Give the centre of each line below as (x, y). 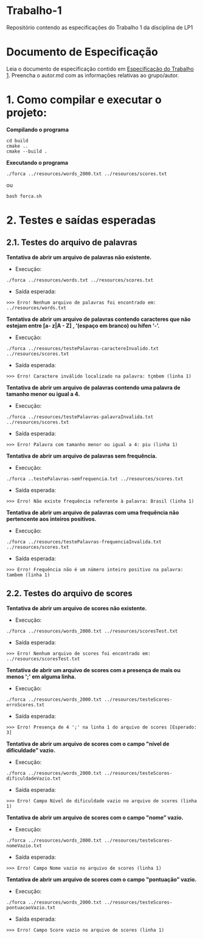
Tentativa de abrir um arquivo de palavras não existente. (79, 257)
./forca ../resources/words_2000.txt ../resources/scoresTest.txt (92, 631)
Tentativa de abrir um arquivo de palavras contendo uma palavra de (93, 387)
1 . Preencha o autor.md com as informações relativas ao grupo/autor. (93, 75)
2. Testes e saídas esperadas (81, 220)
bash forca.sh (24, 196)
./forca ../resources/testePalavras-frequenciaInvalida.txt (84, 542)
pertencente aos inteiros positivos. (51, 519)
